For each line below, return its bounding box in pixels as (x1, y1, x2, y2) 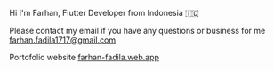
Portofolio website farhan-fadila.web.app (9, 52, 160, 62)
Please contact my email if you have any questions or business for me (9, 26, 266, 35)
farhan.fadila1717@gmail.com (9, 35, 117, 45)
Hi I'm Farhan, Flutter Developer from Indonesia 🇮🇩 (9, 8, 199, 18)
